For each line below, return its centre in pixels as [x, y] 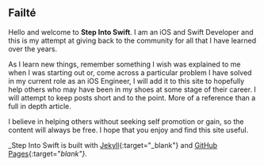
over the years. [33, 49]
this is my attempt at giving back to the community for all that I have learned [132, 40]
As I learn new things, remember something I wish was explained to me [124, 64]
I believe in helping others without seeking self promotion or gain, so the [126, 121]
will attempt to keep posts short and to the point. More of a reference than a [132, 97]
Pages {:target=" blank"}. [48, 153]
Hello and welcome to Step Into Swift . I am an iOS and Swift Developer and [131, 32]
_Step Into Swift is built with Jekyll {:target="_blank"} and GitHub [113, 145]
